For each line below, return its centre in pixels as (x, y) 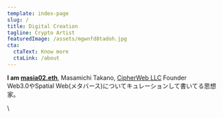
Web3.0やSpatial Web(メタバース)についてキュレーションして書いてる (106, 86)
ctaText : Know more (41, 52)
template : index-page (38, 13)
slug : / (18, 20)
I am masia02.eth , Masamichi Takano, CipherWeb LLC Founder (97, 78)
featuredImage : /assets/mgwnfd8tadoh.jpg (67, 39)
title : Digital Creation (43, 26)
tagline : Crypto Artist (41, 33)
